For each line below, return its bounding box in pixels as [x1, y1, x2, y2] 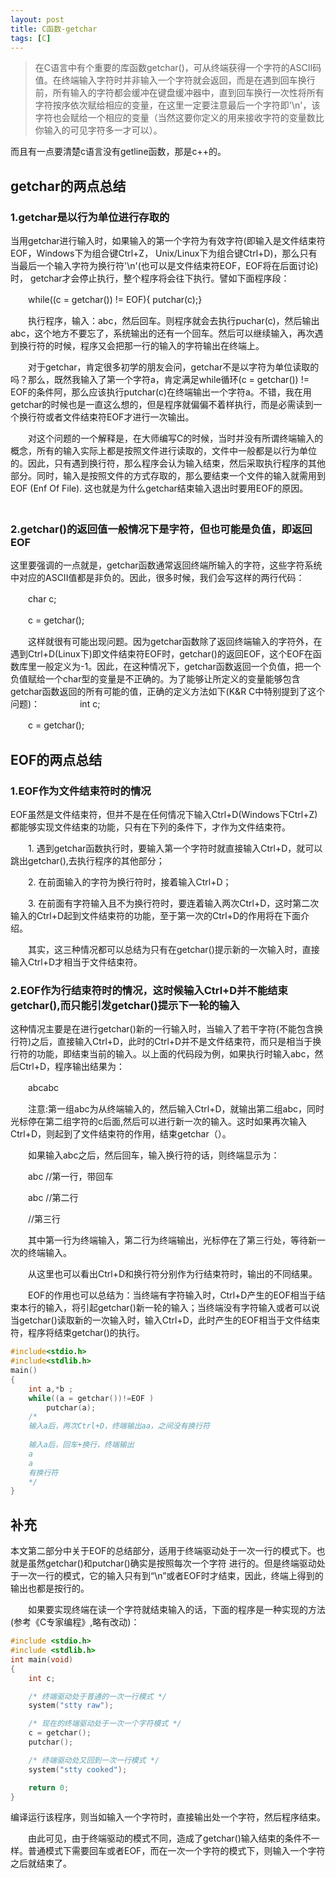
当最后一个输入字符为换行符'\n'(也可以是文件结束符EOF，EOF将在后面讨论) [10, 260, 319, 272]
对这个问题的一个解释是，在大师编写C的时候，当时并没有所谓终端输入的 [27, 432, 324, 445]
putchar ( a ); [46, 1402, 97, 1413]
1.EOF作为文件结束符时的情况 [10, 784, 152, 798]
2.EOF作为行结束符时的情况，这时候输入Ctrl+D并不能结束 [10, 983, 288, 997]
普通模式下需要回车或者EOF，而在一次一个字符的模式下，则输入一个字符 [27, 1845, 326, 1857]
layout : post [10, 14, 65, 25]
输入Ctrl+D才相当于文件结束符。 [10, 956, 143, 968]
